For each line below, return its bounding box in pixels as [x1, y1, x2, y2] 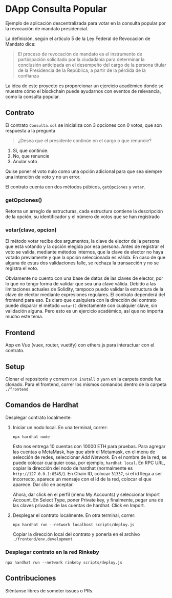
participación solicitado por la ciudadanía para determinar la [17, 56, 145, 62]
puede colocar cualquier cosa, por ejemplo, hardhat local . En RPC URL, [12, 459, 165, 466]
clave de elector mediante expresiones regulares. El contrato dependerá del [5, 292, 165, 298]
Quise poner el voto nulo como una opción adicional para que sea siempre [5, 168, 162, 175]
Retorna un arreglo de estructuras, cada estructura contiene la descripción [5, 208, 163, 215]
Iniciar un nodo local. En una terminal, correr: [12, 424, 108, 430]
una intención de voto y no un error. [5, 173, 81, 180]
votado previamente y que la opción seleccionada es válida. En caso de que [5, 255, 165, 261]
